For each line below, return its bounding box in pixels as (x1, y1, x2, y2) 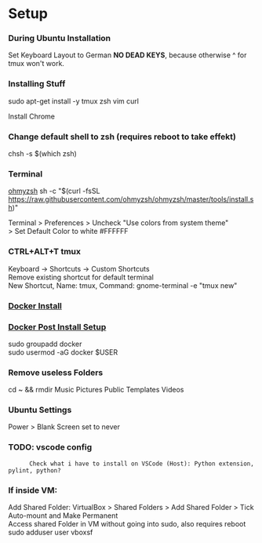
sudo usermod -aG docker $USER (8, 347, 118, 357)
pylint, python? (8, 466, 61, 475)
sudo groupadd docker (8, 339, 82, 348)
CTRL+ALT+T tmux (8, 246, 81, 257)
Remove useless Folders (8, 366, 104, 377)
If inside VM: (8, 484, 58, 495)
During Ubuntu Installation (8, 33, 111, 44)
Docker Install (8, 300, 63, 311)
